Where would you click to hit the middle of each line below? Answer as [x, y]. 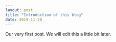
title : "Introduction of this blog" [44, 15]
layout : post [19, 10]
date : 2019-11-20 [24, 19]
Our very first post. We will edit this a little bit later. [58, 34]
